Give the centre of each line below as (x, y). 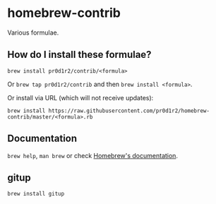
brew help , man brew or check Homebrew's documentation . (93, 155)
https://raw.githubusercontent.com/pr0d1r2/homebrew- (129, 111)
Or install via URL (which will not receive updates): (80, 97)
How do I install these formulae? (79, 55)
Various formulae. (33, 32)
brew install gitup (36, 194)
